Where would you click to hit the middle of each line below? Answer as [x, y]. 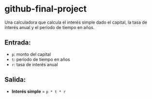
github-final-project [46, 9]
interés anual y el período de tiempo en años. [50, 27]
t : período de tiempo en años [41, 59]
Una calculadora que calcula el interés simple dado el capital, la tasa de [76, 22]
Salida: [15, 80]
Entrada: [18, 43]
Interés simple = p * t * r [38, 91]
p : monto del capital [31, 54]
